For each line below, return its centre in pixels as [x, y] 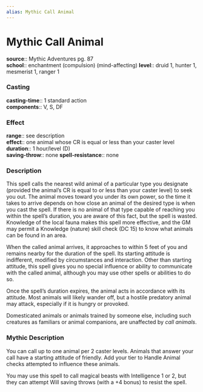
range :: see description [35, 136]
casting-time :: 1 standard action [46, 100]
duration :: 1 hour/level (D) [38, 148]
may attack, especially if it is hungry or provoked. [68, 304]
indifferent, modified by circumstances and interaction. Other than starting [99, 260]
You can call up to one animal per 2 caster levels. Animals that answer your [100, 351]
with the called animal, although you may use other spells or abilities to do [98, 273]
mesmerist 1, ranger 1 [33, 71]
